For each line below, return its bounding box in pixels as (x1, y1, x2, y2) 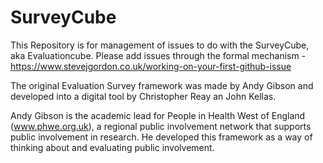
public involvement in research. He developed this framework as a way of (10, 131, 313, 143)
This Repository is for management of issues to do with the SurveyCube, (10, 39, 310, 51)
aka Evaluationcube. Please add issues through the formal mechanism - (10, 49, 307, 61)
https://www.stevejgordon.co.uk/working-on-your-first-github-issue (10, 60, 292, 72)
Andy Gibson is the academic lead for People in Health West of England (10, 109, 306, 121)
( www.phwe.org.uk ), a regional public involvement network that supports (10, 120, 312, 132)
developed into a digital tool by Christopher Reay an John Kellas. (10, 90, 277, 102)
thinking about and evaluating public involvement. (10, 141, 215, 153)
